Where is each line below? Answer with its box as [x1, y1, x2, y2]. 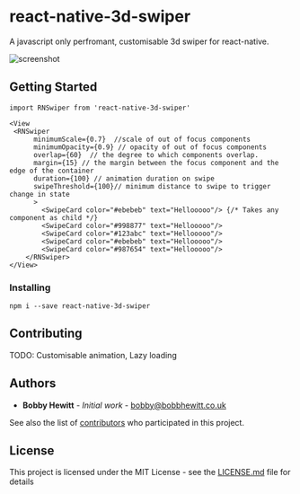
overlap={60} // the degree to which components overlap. [32, 150, 259, 159]
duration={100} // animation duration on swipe [32, 173, 216, 183]
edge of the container [9, 166, 94, 175]
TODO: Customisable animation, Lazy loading [9, 349, 177, 360]
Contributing [9, 326, 83, 341]
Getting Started [9, 79, 98, 95]
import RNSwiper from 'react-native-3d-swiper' [9, 103, 191, 112]
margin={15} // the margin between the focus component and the [32, 158, 279, 167]
